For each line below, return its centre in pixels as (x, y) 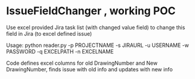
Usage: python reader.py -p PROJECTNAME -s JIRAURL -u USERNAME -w (97, 45)
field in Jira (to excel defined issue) (49, 33)
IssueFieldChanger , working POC (91, 11)
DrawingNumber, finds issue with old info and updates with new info (89, 69)
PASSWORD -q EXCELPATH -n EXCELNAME (60, 51)
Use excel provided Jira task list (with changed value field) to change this (96, 27)
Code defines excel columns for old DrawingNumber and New (82, 63)
